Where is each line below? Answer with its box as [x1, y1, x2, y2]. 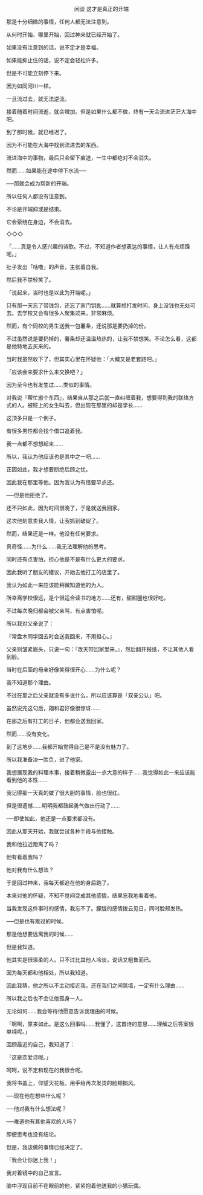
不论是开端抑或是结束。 [6, 206, 65, 213]
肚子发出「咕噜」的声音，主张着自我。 [6, 264, 101, 270]
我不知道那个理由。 [6, 679, 54, 686]
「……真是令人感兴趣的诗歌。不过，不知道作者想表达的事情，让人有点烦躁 [6, 243, 190, 250]
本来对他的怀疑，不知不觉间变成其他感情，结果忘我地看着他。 [6, 892, 160, 899]
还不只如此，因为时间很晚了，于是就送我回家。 [6, 504, 123, 511]
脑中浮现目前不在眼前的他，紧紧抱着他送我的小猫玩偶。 [6, 1182, 144, 1189]
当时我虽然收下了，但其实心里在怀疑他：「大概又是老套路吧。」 [6, 355, 160, 363]
